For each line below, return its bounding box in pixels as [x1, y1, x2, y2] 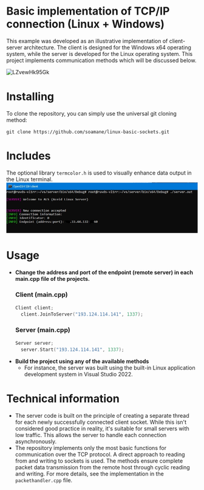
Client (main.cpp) [15, 290, 68, 298]
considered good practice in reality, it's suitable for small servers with [15, 424, 189, 432]
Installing [6, 90, 55, 104]
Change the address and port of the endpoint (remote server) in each [15, 269, 193, 276]
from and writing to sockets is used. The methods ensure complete [15, 457, 183, 464]
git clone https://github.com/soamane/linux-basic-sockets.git [6, 129, 170, 135]
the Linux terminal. [6, 175, 53, 183]
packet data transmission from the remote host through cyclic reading [15, 463, 190, 471]
